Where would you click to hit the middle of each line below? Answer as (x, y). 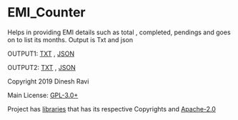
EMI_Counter (46, 12)
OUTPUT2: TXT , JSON (42, 67)
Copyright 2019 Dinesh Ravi (48, 81)
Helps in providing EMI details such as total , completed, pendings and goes (119, 32)
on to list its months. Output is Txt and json (70, 39)
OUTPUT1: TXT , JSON (41, 54)
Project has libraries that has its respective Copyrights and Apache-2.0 (112, 109)
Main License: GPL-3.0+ (43, 95)
